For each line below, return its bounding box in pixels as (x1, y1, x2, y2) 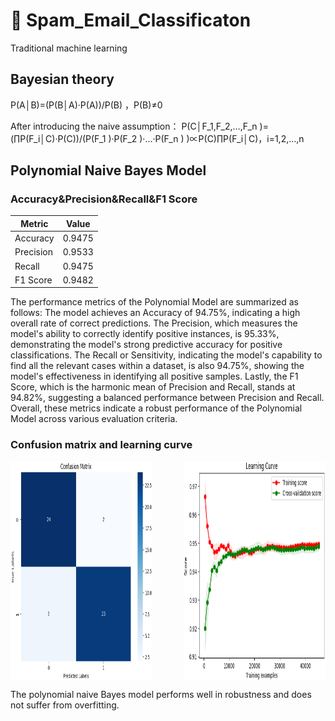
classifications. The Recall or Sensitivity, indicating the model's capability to (10, 349, 323, 361)
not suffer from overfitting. (10, 699, 120, 711)
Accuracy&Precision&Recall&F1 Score (10, 192, 198, 206)
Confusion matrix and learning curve (10, 438, 193, 452)
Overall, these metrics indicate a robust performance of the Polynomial (10, 402, 303, 414)
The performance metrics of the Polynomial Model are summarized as (10, 296, 299, 308)
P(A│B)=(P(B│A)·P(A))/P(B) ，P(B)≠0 (10, 99, 163, 111)
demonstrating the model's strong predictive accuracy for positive (10, 339, 283, 351)
